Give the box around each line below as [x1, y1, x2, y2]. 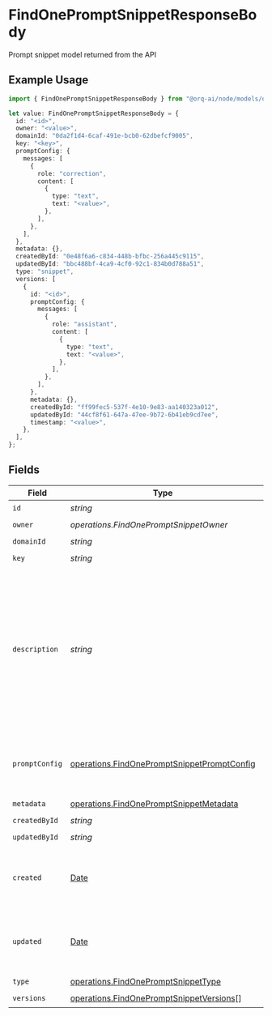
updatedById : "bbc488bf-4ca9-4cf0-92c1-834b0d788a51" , [15, 260, 205, 268]
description [12, 644, 59, 654]
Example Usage [8, 73, 89, 87]
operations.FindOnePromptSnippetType [70, 976, 221, 988]
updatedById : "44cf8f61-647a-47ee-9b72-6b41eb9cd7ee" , [29, 411, 219, 419]
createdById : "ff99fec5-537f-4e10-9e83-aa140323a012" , [29, 403, 219, 411]
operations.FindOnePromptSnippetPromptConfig [70, 758, 256, 769]
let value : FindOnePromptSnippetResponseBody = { [8, 109, 180, 117]
